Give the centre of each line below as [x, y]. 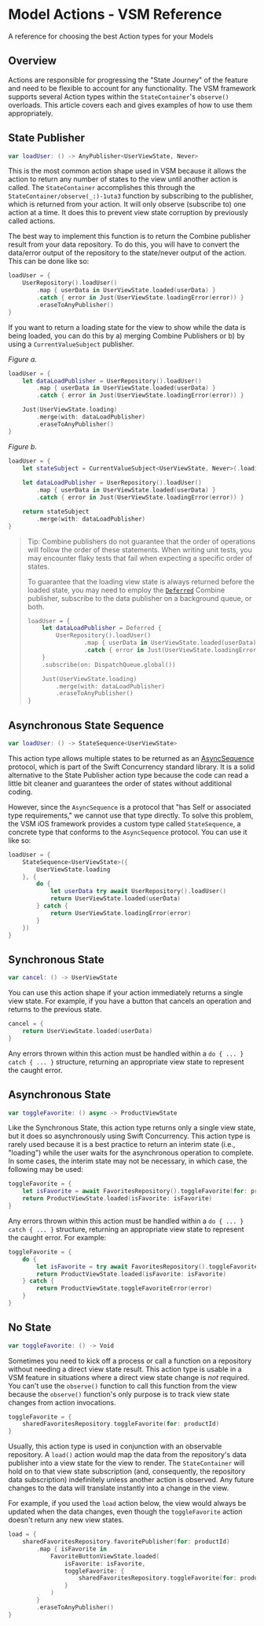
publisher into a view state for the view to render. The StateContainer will [126, 1463]
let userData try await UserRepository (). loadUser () [138, 892]
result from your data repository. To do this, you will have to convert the [124, 244]
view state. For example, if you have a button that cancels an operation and [130, 1001]
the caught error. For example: [57, 1237]
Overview [33, 61]
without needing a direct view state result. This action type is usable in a [125, 1369]
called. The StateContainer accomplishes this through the [102, 188]
